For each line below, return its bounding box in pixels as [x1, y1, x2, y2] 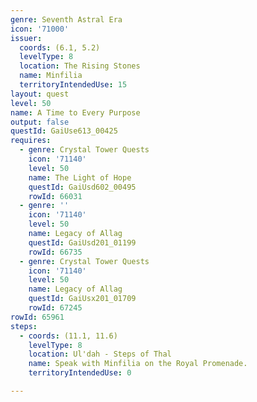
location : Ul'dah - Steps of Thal [28, 349, 172, 360]
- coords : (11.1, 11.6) [19, 331, 118, 341]
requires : [10, 136, 52, 146]
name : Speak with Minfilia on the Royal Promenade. [28, 359, 248, 369]
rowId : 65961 [10, 312, 65, 322]
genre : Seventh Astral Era [10, 14, 123, 25]
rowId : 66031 [28, 191, 83, 201]
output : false [10, 117, 70, 127]
